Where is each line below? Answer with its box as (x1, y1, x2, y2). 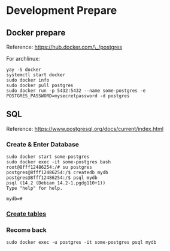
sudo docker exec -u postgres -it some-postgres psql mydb (6, 240, 157, 246)
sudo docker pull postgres (6, 82, 74, 88)
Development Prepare (6, 4, 117, 17)
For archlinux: (6, 55, 40, 62)
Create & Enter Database (6, 140, 80, 148)
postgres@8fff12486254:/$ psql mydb (6, 175, 98, 181)
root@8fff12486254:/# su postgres (6, 165, 93, 171)
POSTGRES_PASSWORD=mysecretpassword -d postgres (6, 93, 130, 99)
